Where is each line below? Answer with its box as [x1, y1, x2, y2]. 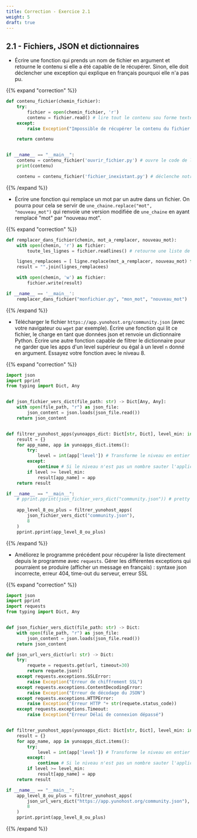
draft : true [6, 19, 35, 25]
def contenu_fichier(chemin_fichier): [6, 98, 101, 105]
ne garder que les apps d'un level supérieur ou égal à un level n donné [14, 343, 185, 350]
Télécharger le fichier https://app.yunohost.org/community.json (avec [14, 318, 185, 325]
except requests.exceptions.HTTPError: [16, 695, 114, 701]
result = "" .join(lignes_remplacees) [16, 264, 109, 270]
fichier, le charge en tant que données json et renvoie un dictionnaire [14, 330, 181, 338]
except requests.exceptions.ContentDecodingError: [16, 684, 143, 690]
